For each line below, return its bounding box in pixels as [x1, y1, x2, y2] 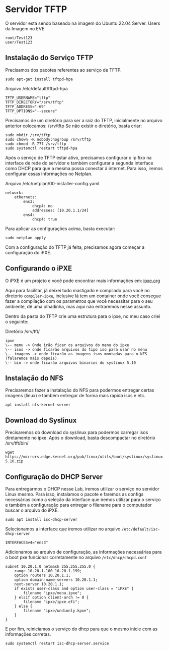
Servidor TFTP [5, 4, 67, 15]
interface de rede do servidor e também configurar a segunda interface [5, 160, 153, 166]
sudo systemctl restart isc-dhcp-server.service [5, 641, 109, 646]
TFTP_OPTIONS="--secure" [5, 108, 57, 114]
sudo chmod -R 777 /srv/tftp [5, 141, 66, 146]
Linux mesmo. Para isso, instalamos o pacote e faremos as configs [5, 491, 144, 497]
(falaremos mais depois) [5, 356, 57, 361]
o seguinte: [5, 318, 29, 324]
